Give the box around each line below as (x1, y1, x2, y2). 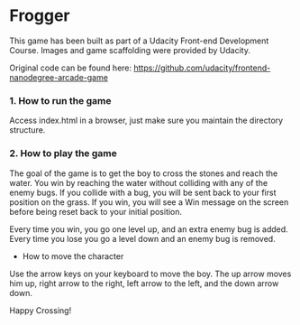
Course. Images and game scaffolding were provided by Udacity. (9, 44, 250, 55)
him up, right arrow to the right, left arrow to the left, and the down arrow (9, 277, 279, 289)
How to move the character (22, 250, 124, 262)
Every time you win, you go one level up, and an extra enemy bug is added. (9, 223, 288, 235)
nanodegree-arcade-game (9, 71, 108, 82)
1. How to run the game (9, 94, 112, 107)
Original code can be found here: (9, 62, 132, 73)
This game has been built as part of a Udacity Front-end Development (9, 35, 269, 46)
